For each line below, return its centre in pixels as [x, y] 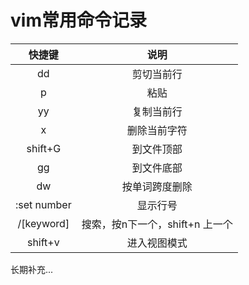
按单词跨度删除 [157, 186]
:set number [43, 204]
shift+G [44, 148]
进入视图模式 [157, 243]
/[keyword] [43, 223]
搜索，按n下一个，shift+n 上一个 [157, 224]
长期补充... [32, 269]
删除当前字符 [157, 130]
